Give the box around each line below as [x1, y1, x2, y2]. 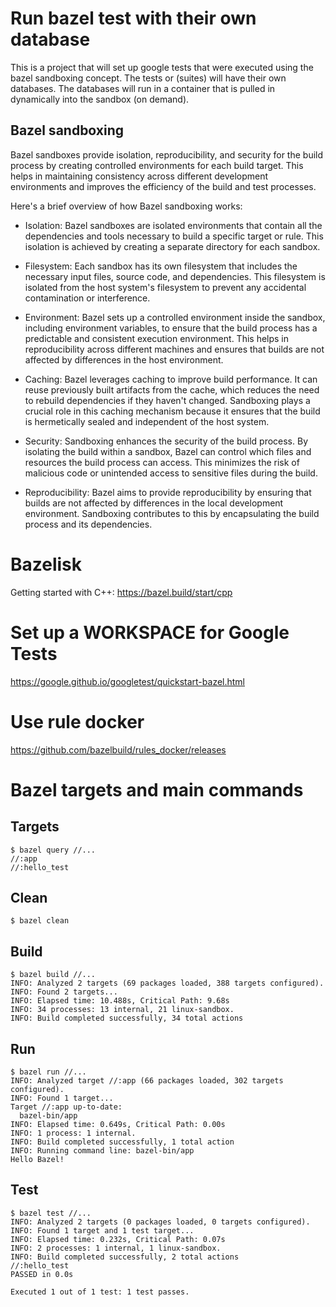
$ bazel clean [10, 916, 70, 926]
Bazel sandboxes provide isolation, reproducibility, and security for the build [10, 148, 324, 161]
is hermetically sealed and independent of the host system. [24, 415, 270, 427]
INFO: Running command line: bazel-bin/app [10, 1146, 195, 1156]
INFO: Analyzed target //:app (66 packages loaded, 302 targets [10, 1076, 284, 1086]
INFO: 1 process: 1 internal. [10, 1128, 137, 1138]
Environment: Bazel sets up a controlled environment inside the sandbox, [24, 311, 326, 323]
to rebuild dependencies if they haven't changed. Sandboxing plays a [24, 394, 311, 406]
